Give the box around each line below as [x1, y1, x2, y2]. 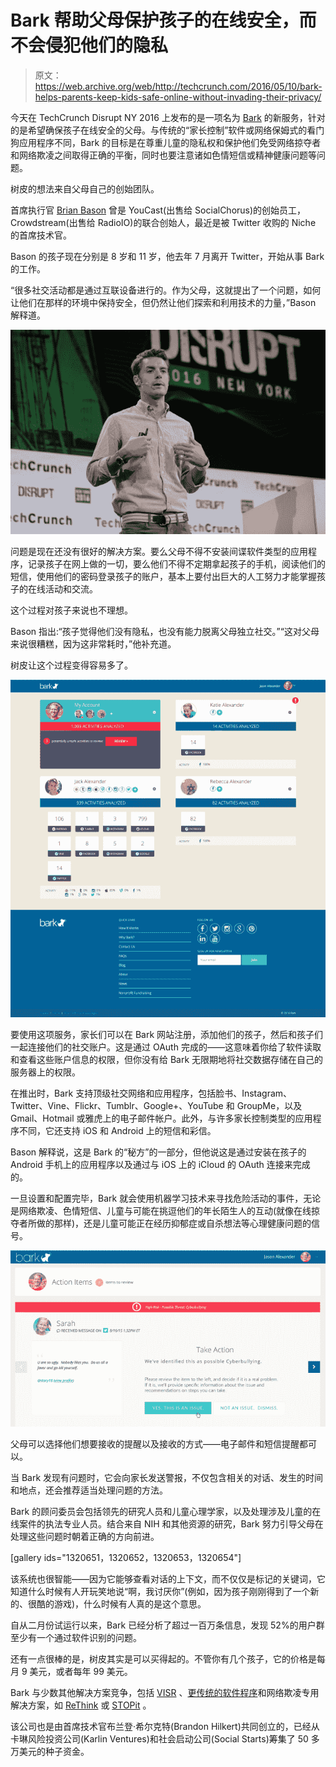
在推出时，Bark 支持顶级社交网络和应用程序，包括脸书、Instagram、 [10, 1087, 293, 1100]
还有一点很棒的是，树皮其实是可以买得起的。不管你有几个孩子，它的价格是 [10, 1653, 317, 1665]
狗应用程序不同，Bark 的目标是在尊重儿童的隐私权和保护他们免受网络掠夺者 [10, 136, 322, 148]
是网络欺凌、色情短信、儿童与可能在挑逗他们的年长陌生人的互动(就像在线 [10, 1205, 312, 1217]
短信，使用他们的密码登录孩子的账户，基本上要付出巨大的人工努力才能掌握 [10, 570, 317, 582]
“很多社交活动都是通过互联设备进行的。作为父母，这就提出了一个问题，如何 [10, 284, 322, 296]
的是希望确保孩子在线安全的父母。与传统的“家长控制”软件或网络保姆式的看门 [10, 124, 325, 136]
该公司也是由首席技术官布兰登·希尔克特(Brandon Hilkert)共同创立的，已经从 [10, 1721, 320, 1733]
